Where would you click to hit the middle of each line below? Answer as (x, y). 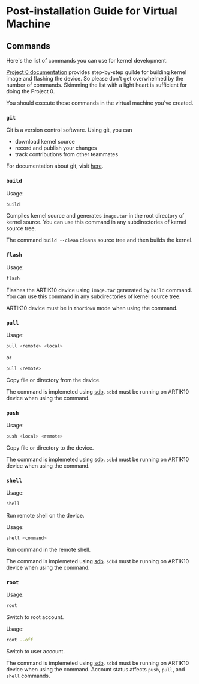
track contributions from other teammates (67, 154)
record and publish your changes (56, 148)
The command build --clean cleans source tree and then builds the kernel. (99, 240)
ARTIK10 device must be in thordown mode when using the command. (92, 308)
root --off (20, 640)
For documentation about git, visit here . (55, 166)
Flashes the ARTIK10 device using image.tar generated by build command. (99, 290)
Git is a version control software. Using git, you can (70, 130)
